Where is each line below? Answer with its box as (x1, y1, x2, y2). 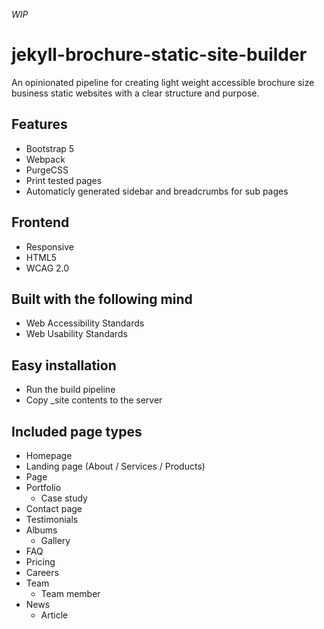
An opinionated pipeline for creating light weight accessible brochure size (11, 76, 315, 88)
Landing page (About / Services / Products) (25, 460, 206, 472)
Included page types (11, 423, 143, 440)
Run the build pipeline (25, 384, 116, 396)
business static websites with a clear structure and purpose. (11, 87, 260, 99)
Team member (40, 588, 101, 599)
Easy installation (11, 357, 117, 374)
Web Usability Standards (25, 328, 128, 340)
